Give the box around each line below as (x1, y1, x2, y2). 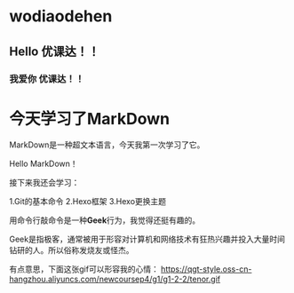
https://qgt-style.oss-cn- (161, 264, 252, 274)
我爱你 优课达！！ (9, 73, 84, 85)
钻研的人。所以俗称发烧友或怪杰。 (9, 245, 134, 256)
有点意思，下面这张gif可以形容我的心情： (9, 264, 160, 274)
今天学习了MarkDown (9, 108, 171, 129)
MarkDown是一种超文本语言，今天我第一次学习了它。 (9, 139, 205, 150)
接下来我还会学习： (9, 178, 80, 188)
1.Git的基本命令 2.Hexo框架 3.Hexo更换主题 (9, 196, 167, 207)
